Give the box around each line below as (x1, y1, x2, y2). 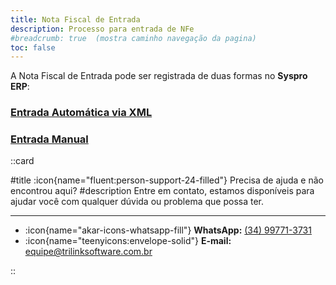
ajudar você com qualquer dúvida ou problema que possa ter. (10, 196, 264, 208)
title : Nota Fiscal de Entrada (10, 14, 141, 25)
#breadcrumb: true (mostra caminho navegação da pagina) (10, 33, 257, 43)
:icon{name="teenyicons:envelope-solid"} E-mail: (24, 235, 232, 247)
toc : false (10, 42, 56, 53)
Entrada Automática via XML (10, 106, 153, 120)
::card (10, 155, 35, 167)
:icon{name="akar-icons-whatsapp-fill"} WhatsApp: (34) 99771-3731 (24, 224, 312, 236)
